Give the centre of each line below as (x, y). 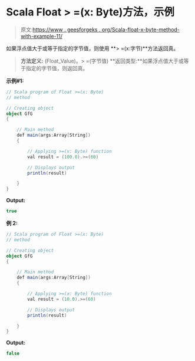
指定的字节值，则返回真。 (57, 68)
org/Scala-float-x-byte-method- (141, 29)
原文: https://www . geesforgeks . (60, 29)
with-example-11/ (42, 36)
